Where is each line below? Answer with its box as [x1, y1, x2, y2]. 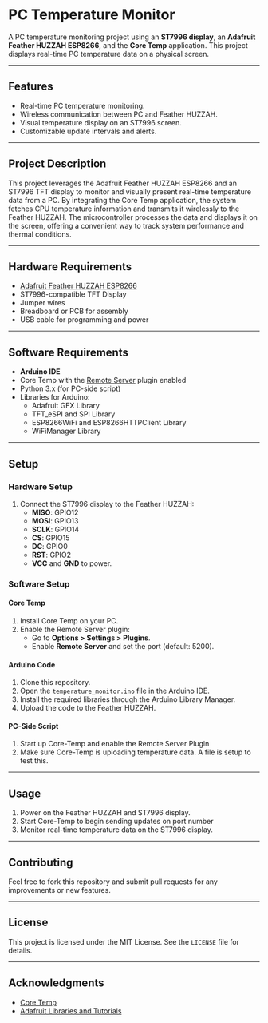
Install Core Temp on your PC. [19, 616, 119, 625]
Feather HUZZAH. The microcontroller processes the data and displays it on [8, 212, 258, 221]
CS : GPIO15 [31, 533, 70, 543]
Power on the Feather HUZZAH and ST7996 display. [19, 808, 191, 818]
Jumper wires [19, 298, 65, 308]
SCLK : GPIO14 [31, 524, 80, 534]
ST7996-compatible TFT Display [19, 289, 127, 299]
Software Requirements [8, 345, 129, 359]
